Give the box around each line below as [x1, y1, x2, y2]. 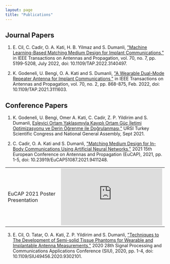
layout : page [5, 7, 33, 13]
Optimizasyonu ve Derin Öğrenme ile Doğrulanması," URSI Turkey [12, 125, 149, 132]
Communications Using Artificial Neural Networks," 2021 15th [24, 146, 152, 152]
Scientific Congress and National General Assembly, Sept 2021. [12, 131, 145, 137]
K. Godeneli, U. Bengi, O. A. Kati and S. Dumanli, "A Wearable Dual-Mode [12, 70, 164, 77]
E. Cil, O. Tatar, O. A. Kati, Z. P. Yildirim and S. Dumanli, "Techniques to [12, 232, 159, 238]
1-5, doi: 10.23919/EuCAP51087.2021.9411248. [12, 157, 108, 163]
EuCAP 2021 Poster [8, 191, 56, 198]
